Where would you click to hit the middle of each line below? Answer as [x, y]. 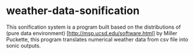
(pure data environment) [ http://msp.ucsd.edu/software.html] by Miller [92, 33]
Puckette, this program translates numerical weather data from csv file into [97, 39]
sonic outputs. [24, 46]
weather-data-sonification [73, 11]
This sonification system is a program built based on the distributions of [94, 27]
